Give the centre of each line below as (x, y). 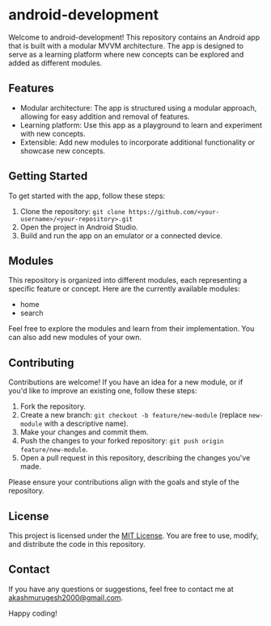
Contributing (41, 362)
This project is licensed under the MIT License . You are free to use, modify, (133, 536)
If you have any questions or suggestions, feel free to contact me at (121, 589)
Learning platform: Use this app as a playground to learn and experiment (141, 125)
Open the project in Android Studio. (79, 227)
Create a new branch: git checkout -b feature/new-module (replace (133, 415)
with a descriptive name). (86, 424)
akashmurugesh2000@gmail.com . (66, 597)
